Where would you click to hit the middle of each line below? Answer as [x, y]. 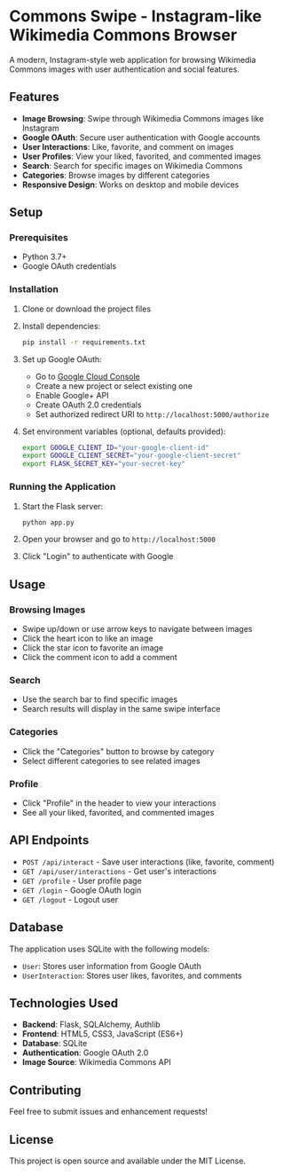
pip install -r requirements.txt [84, 342]
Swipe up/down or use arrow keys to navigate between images [137, 629]
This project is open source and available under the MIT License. [128, 1161]
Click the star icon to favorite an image [93, 648]
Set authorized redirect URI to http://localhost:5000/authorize [152, 414]
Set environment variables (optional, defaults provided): [124, 431]
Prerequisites [39, 238]
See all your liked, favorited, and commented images [118, 812]
